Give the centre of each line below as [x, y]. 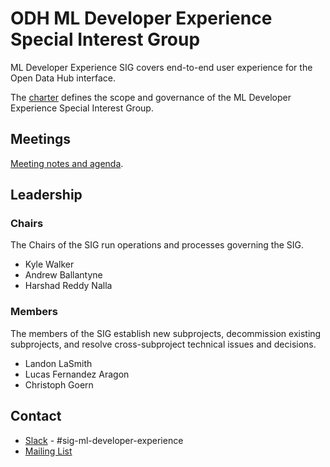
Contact [36, 416]
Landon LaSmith [58, 363]
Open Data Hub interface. [63, 78]
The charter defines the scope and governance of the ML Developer [151, 97]
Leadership [46, 195]
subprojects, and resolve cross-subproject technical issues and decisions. [163, 344]
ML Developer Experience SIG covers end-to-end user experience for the [161, 67]
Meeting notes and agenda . [67, 163]
